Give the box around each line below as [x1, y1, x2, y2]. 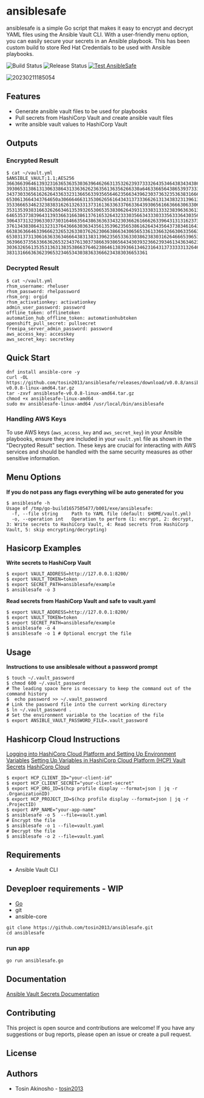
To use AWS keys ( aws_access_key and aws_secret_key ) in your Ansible [6, 429, 183, 436]
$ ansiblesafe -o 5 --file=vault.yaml [6, 812, 107, 818]
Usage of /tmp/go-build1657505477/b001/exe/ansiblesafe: [6, 505, 154, 511]
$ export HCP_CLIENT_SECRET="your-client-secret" [6, 780, 135, 787]
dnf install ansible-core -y [6, 369, 80, 375]
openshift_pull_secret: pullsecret [6, 320, 97, 326]
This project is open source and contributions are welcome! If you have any [6, 1024, 195, 1031]
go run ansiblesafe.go [6, 958, 64, 964]
